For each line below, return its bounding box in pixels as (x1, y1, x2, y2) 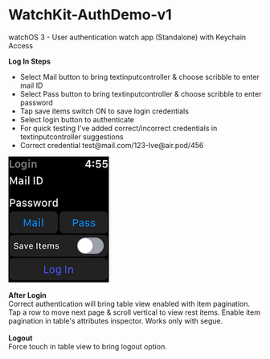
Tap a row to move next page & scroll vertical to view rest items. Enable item (8, 307, 261, 317)
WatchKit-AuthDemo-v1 (8, 6, 173, 24)
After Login (8, 290, 47, 299)
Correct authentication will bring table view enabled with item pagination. (8, 299, 251, 308)
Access (8, 40, 34, 50)
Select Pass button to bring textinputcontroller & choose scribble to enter (19, 89, 262, 98)
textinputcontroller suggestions (19, 131, 124, 142)
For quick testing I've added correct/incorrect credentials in (19, 123, 218, 133)
